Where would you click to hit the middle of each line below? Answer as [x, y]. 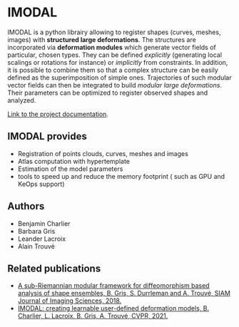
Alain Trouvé [36, 246]
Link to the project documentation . [58, 114]
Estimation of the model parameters [70, 169]
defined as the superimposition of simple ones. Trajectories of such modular [119, 77]
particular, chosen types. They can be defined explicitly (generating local [115, 55]
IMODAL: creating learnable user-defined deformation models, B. [113, 308]
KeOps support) [41, 184]
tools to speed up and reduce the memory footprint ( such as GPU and [121, 176]
